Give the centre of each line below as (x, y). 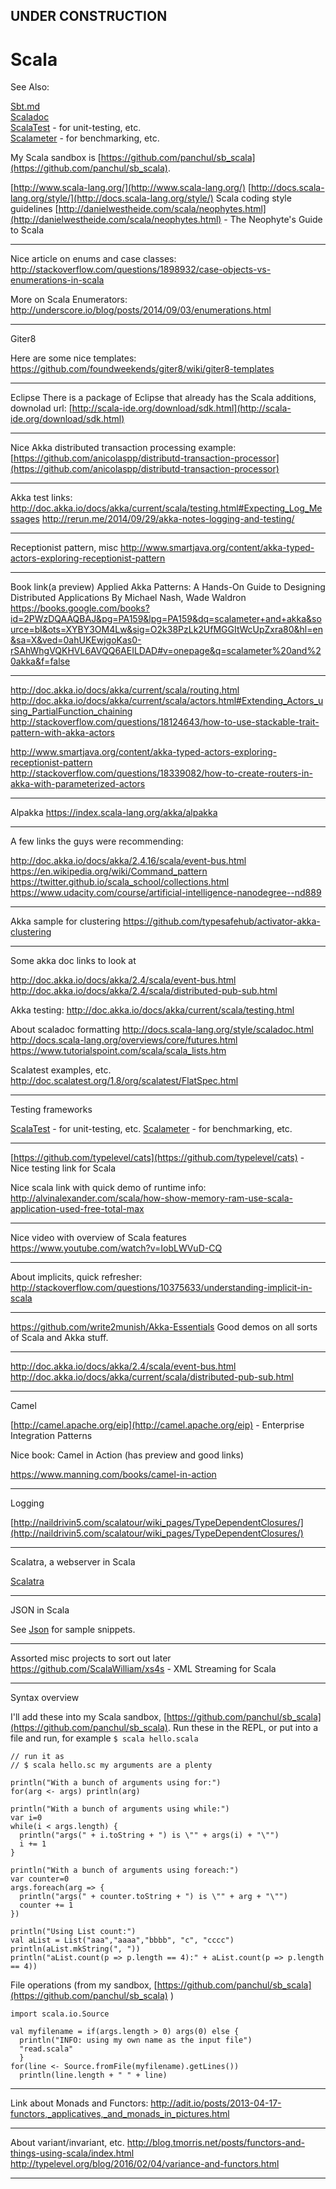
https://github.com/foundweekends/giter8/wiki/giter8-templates (142, 369)
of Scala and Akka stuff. (59, 1338)
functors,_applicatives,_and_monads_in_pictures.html (120, 2114)
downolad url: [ (41, 408)
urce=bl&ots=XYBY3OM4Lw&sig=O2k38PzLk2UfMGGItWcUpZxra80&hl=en (166, 630)
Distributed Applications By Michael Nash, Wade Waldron (128, 598)
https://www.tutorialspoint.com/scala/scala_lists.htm (118, 1051)
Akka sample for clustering (66, 921)
